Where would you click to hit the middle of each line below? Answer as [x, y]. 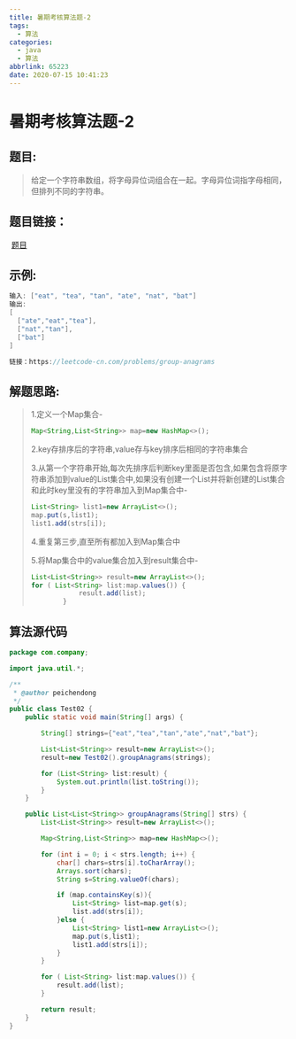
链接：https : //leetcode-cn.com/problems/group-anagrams [112, 361]
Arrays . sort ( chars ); [94, 871]
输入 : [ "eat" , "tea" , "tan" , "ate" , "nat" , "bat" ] [103, 296]
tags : [19, 26]
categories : [31, 42]
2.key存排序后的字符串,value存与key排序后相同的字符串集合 [140, 449]
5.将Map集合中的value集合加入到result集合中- [114, 560]
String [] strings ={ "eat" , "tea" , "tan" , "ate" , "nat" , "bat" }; [150, 733]
